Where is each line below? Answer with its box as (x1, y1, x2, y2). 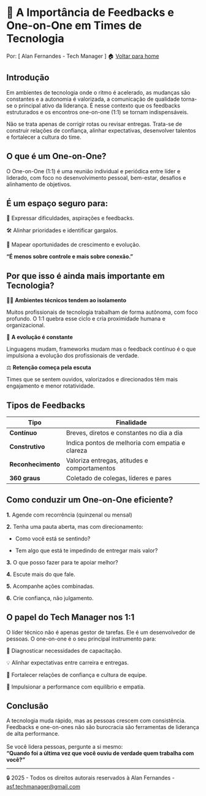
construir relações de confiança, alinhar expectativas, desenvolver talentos (6, 127, 196, 134)
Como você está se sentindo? (15, 534, 91, 542)
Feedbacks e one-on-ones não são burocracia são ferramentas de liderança (6, 724, 199, 731)
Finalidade (115, 418, 147, 426)
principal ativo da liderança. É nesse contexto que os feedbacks (18, 101, 181, 109)
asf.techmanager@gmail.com (6, 783, 81, 790)
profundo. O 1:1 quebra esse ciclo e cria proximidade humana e (6, 315, 166, 322)
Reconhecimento (9, 460, 60, 469)
